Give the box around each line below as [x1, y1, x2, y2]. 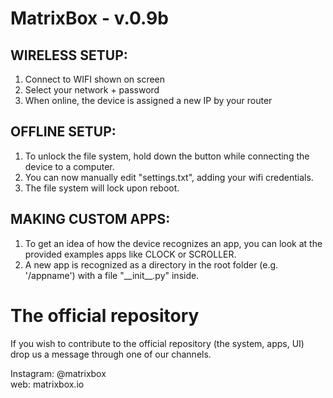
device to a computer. [24, 160, 115, 172]
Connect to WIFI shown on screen [24, 73, 166, 85]
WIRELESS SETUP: [10, 47, 128, 64]
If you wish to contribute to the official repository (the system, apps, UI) [10, 337, 305, 349]
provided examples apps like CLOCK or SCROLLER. [24, 248, 237, 260]
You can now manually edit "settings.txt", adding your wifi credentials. [24, 171, 314, 183]
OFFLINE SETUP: [10, 123, 117, 141]
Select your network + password [24, 84, 160, 96]
